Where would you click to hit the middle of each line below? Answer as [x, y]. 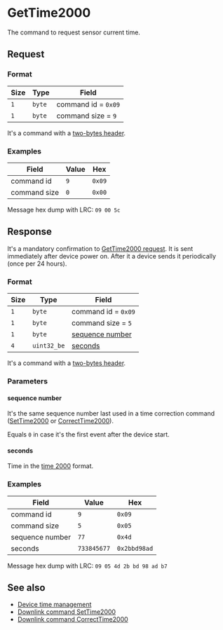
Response [30, 232]
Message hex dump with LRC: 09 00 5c [64, 210]
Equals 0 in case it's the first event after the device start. [88, 434]
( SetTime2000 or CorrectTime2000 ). [61, 421]
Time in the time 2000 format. [50, 466]
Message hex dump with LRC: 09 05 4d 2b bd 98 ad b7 [87, 566]
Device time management [54, 605]
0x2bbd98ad [135, 548]
